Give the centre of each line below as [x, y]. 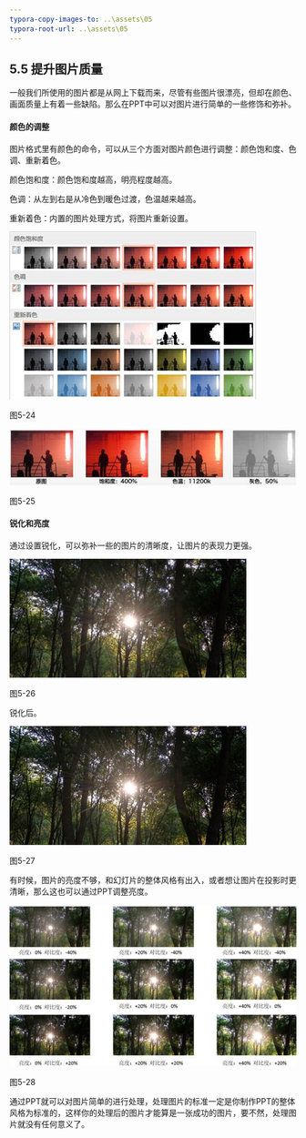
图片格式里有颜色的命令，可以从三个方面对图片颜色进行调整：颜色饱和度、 [149, 148]
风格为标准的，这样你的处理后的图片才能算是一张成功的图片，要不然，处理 [149, 1113]
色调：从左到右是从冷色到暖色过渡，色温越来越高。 [105, 198]
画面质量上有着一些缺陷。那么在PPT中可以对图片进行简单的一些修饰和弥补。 [153, 104]
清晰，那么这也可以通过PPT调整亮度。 [81, 891]
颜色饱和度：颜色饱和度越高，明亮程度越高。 [93, 179]
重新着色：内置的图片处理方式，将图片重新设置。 [101, 218]
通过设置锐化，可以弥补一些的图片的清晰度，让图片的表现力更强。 [133, 545]
